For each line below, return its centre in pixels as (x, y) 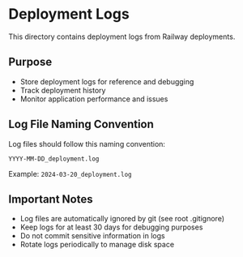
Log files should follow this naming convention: (87, 143)
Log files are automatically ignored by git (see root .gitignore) (122, 219)
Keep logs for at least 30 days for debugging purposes (111, 227)
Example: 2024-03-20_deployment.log (70, 173)
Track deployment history (63, 90)
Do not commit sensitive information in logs (92, 236)
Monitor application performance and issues (94, 99)
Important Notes (51, 199)
